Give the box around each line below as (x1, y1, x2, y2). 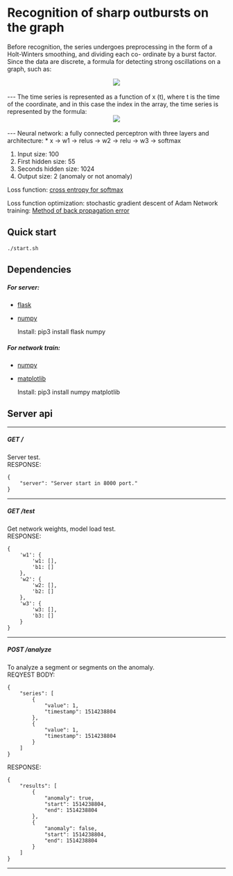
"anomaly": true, (44, 794, 95, 802)
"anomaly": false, (44, 825, 98, 832)
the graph (7, 19, 64, 35)
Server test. (7, 453, 41, 461)
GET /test (7, 507, 35, 515)
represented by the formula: (7, 107, 87, 115)
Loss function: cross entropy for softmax (7, 185, 123, 194)
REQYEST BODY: (7, 670, 55, 679)
